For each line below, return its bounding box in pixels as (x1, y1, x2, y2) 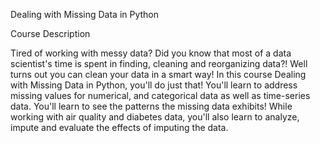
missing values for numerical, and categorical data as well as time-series (10, 90, 311, 101)
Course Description (10, 28, 91, 39)
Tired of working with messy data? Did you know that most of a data (10, 47, 292, 59)
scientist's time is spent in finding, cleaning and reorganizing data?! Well (10, 58, 308, 69)
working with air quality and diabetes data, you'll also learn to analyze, (10, 111, 300, 123)
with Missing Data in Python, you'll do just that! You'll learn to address (10, 79, 298, 91)
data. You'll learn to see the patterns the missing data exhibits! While (10, 100, 293, 112)
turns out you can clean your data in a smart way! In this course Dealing (10, 69, 307, 80)
